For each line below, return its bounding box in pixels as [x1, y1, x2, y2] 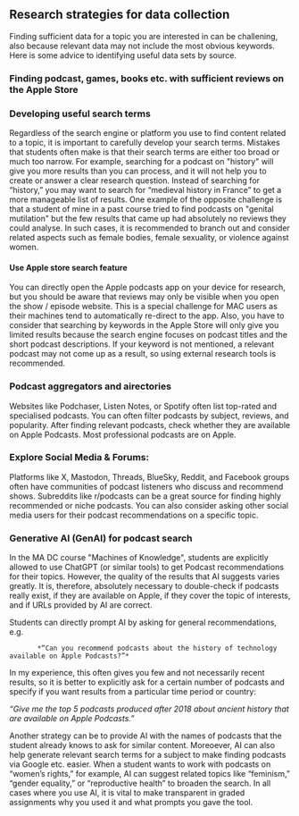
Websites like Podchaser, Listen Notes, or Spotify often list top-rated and [9, 400, 278, 411]
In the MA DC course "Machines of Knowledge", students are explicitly [9, 552, 270, 563]
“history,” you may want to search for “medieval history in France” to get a [9, 185, 282, 196]
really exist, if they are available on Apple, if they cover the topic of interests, [9, 590, 291, 601]
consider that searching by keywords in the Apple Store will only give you [9, 320, 279, 331]
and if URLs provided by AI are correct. [9, 600, 154, 610]
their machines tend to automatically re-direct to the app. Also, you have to [9, 310, 285, 321]
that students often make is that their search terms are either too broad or [9, 147, 279, 157]
